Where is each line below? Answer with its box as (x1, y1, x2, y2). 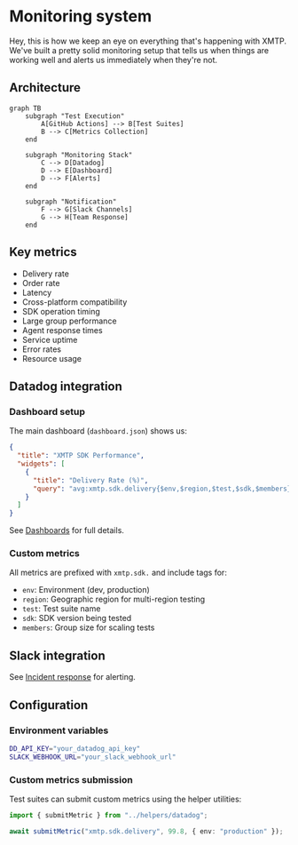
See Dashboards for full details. (9, 525, 124, 536)
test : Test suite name (21, 603, 101, 614)
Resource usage (21, 353, 82, 363)
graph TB (9, 104, 42, 113)
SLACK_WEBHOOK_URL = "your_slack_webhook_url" (9, 753, 176, 761)
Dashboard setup (9, 405, 86, 418)
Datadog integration (9, 379, 122, 394)
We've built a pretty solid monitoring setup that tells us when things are (9, 44, 270, 55)
